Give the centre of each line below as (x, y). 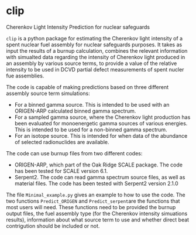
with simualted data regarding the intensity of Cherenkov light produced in (96, 57)
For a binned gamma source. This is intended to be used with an (92, 104)
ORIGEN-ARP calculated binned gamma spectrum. (75, 111)
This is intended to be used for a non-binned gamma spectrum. (91, 130)
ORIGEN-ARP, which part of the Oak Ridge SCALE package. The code (99, 165)
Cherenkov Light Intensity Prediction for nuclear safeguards (78, 27)
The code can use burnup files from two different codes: (74, 153)
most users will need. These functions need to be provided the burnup (91, 207)
